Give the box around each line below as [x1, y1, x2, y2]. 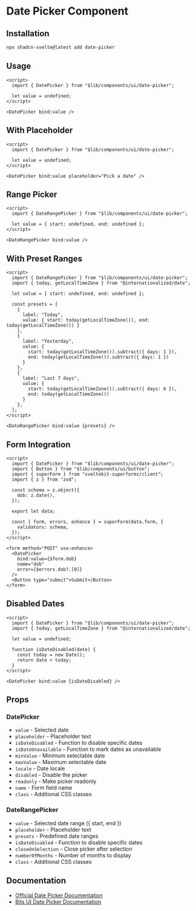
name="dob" [17, 561, 45, 567]
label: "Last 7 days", [22, 375, 80, 381]
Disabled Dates [6, 598, 65, 609]
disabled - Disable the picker [15, 771, 88, 779]
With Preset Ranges [6, 253, 83, 264]
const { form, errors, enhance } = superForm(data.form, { [11, 519, 164, 525]
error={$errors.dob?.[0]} [17, 566, 83, 572]
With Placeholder [6, 125, 73, 135]
